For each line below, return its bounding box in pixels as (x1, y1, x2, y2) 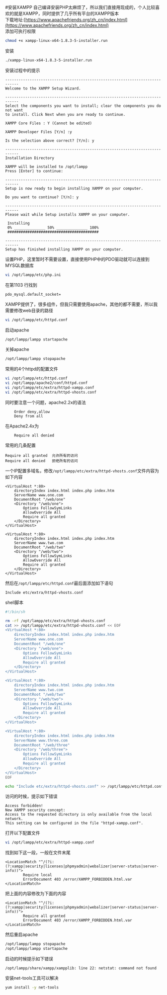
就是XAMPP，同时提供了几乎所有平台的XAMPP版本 (13, 10, 119, 16)
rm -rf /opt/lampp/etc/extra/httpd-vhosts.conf (5, 618, 106, 623)
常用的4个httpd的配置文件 (5, 366, 58, 372)
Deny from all (14, 414, 43, 418)
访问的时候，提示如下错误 (5, 793, 58, 799)
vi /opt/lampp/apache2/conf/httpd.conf (5, 381, 88, 386)
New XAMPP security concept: (5, 808, 66, 813)
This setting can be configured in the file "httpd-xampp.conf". (5, 821, 143, 826)
